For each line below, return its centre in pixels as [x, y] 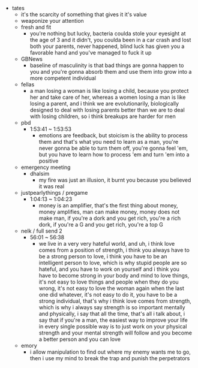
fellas [28, 85]
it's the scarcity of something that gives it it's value [84, 14]
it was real [52, 186]
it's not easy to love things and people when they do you [109, 282]
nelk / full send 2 [42, 231]
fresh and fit [36, 27]
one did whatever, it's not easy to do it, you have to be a [108, 295]
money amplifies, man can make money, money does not [109, 212]
